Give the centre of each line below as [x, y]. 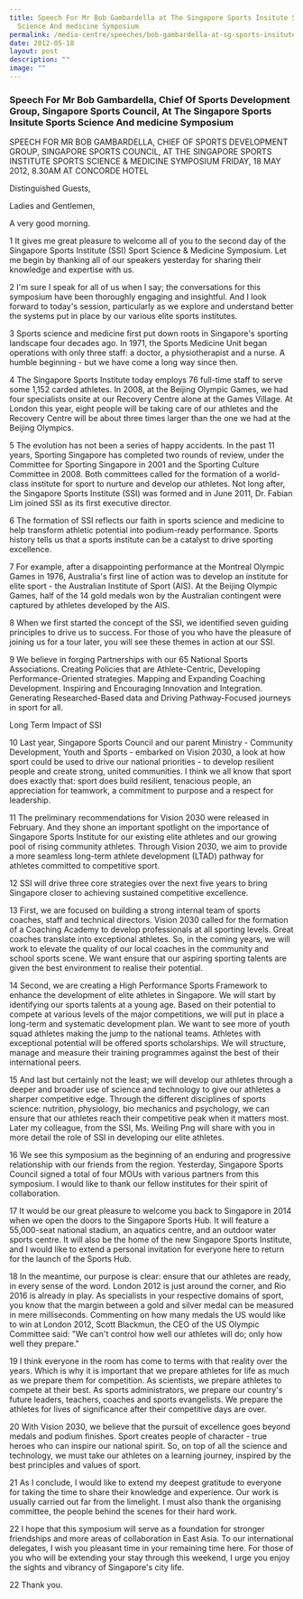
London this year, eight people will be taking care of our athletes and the [144, 409]
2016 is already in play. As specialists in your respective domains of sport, [147, 1296]
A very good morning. [50, 223]
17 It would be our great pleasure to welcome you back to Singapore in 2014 [150, 1211]
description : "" [40, 60]
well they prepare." [44, 1344]
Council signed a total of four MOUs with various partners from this [134, 1174]
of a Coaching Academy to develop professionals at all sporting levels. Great [151, 930]
